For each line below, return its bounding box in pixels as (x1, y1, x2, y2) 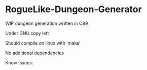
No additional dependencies (5, 50, 64, 56)
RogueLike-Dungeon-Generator (5, 4, 142, 15)
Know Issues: (5, 59, 33, 65)
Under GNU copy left (5, 30, 49, 36)
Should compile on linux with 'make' (5, 40, 81, 46)
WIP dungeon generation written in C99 (5, 20, 88, 26)
